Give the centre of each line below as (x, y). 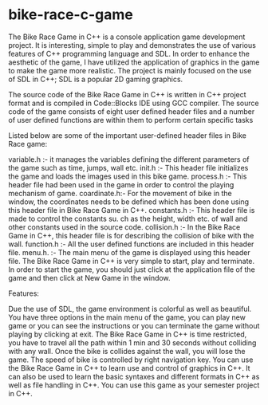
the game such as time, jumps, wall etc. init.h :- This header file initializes (128, 167)
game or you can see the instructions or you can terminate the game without (134, 325)
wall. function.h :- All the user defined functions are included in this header (131, 244)
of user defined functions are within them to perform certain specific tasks (131, 120)
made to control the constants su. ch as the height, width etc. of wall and (128, 218)
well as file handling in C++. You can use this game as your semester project (134, 385)
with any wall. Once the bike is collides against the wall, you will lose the (127, 351)
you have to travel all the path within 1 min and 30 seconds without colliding (132, 342)
